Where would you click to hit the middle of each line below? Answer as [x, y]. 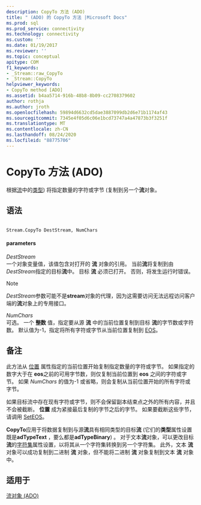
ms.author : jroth [28, 107]
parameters [21, 243]
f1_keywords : [22, 68]
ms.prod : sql [22, 23]
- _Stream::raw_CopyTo [34, 73]
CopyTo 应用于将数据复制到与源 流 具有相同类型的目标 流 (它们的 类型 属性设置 [99, 429]
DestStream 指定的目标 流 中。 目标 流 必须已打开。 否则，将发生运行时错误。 [100, 271]
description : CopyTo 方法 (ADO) [46, 12]
